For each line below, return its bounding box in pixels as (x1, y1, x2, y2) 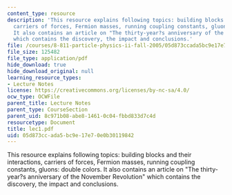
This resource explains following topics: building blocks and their (7, 151, 192, 159)
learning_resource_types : (7, 74, 81, 81)
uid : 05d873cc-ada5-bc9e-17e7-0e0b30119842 (7, 132, 135, 138)
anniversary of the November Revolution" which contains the (27, 173, 201, 181)
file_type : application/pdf (7, 55, 88, 62)
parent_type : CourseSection (7, 106, 88, 113)
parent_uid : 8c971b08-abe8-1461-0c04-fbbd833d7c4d (7, 112, 156, 119)
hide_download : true (7, 61, 67, 68)
